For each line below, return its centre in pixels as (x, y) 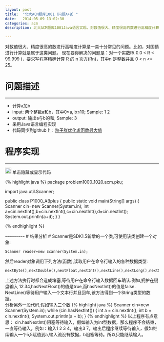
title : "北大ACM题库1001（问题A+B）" (41, 14)
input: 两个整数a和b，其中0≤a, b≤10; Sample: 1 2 (61, 112)
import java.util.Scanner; (30, 191)
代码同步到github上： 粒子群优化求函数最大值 (57, 130)
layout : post (18, 10)
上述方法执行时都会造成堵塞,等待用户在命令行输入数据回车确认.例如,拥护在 (80, 280)
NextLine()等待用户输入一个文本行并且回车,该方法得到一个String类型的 (76, 293)
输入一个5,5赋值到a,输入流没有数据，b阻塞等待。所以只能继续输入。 (77, 334)
